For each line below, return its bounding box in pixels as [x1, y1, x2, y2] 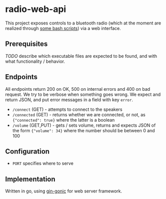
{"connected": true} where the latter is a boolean [12, 117, 115, 123]
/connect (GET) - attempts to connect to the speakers [12, 106, 123, 112]
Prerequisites [5, 40, 48, 48]
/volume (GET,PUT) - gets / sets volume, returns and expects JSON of [12, 122, 156, 128]
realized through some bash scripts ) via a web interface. [5, 25, 121, 31]
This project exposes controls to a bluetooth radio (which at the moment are [5, 20, 161, 26]
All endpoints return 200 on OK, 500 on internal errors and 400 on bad [5, 86, 151, 92]
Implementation [5, 175, 56, 183]
